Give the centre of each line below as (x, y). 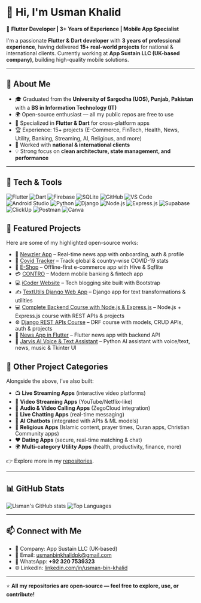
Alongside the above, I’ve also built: (50, 381)
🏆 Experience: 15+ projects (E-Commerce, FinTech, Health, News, (97, 130)
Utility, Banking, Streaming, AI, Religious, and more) (78, 138)
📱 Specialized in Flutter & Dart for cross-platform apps (82, 123)
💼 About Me (28, 84)
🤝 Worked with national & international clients (72, 145)
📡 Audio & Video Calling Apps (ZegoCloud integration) (83, 408)
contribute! (20, 594)
